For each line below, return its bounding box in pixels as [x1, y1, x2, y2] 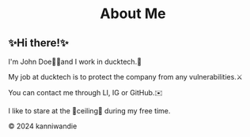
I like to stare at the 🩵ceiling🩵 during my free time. [8, 106, 171, 115]
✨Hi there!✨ [8, 36, 69, 50]
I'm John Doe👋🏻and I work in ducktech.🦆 [8, 57, 142, 66]
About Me [100, 5, 166, 23]
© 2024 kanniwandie [8, 121, 78, 131]
